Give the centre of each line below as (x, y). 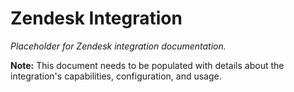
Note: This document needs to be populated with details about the (147, 65)
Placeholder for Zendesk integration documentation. (118, 46)
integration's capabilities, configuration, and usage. (116, 76)
